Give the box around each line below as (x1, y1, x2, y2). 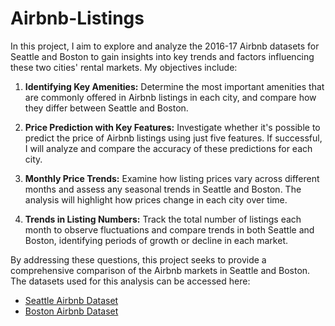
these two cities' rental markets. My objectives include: (10, 61, 238, 73)
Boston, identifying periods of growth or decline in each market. (24, 234, 289, 246)
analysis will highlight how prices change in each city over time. (24, 193, 288, 206)
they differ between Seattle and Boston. (24, 102, 189, 114)
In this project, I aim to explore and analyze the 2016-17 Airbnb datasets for (10, 40, 320, 52)
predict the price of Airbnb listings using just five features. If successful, (24, 132, 323, 144)
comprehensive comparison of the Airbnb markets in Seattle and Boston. (10, 264, 311, 276)
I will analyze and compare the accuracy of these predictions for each (24, 142, 313, 154)
